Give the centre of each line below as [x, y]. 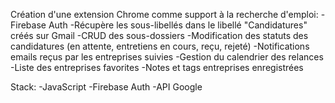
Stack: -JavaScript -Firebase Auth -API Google [106, 87]
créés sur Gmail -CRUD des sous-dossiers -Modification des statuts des [159, 35]
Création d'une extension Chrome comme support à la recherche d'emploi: [164, 14]
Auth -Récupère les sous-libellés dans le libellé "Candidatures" [178, 25]
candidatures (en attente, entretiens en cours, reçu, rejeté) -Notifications [160, 46]
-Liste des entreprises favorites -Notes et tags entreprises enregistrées [157, 67]
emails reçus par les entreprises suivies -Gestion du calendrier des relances [167, 57]
